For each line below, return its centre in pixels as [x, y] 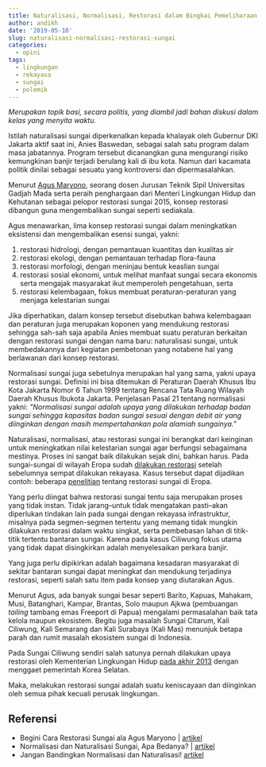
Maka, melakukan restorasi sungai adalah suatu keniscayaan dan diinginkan [132, 685]
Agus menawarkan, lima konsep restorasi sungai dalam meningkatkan [122, 226]
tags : [17, 60]
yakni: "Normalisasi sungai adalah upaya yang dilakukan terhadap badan [130, 407]
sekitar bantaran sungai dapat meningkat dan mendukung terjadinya [120, 571]
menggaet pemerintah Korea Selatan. [69, 670]
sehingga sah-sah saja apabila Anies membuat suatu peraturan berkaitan [128, 333]
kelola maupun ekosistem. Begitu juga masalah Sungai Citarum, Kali [119, 621]
